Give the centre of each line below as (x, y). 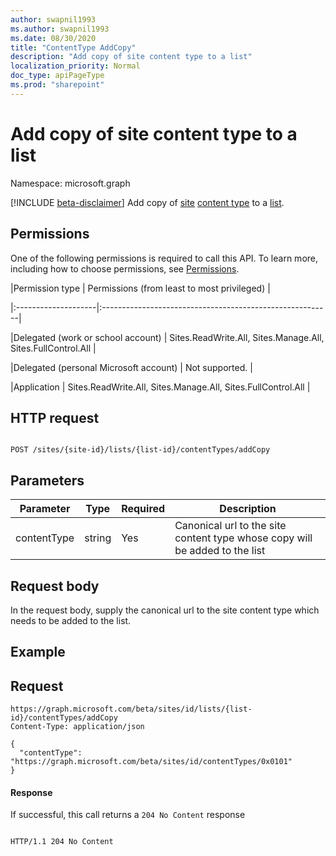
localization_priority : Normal (75, 66)
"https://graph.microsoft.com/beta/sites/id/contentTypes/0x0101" (151, 762)
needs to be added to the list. (71, 620)
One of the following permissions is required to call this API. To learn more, (164, 258)
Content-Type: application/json (77, 727)
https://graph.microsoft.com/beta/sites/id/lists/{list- (131, 709)
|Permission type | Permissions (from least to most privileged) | (140, 288)
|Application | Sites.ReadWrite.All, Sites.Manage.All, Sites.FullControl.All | (160, 387)
